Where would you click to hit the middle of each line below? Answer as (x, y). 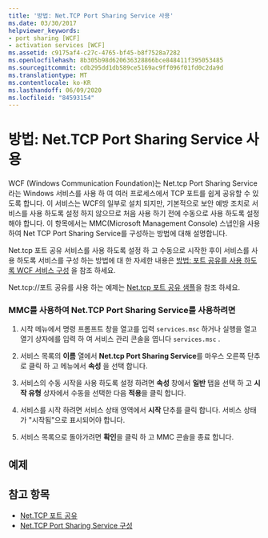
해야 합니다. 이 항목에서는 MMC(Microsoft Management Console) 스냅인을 (127, 223)
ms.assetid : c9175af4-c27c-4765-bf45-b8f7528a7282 (94, 53)
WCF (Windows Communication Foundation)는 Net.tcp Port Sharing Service (133, 183)
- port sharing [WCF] (44, 38)
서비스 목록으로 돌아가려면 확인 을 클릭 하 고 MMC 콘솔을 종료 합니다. (127, 437)
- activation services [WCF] (57, 46)
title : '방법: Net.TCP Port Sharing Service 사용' (91, 16)
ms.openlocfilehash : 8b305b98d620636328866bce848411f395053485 (116, 61)
